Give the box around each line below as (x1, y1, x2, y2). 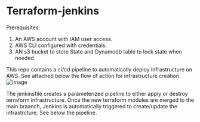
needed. (14, 54, 36, 61)
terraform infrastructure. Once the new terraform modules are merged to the (6, 96, 195, 104)
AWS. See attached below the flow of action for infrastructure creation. (6, 72, 181, 79)
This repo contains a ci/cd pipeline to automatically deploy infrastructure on (6, 65, 193, 73)
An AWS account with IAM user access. (14, 35, 113, 42)
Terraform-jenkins (6, 4, 100, 18)
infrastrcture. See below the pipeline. (6, 109, 97, 116)
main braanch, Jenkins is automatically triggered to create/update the (6, 102, 178, 110)
